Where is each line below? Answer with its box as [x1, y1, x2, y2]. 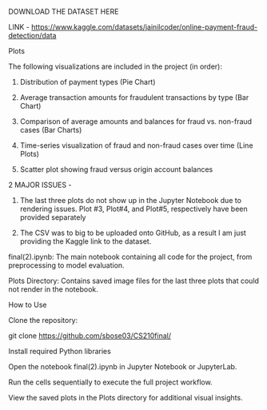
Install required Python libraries [8, 347, 112, 356]
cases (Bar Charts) [19, 125, 82, 134]
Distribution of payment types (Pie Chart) [19, 78, 156, 86]
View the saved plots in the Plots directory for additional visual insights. [8, 393, 243, 402]
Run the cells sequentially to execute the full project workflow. [8, 377, 213, 387]
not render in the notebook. [8, 285, 98, 294]
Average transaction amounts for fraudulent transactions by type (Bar [19, 93, 249, 102]
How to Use [8, 300, 47, 309]
